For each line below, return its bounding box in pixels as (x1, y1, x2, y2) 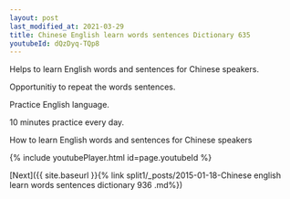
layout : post (9, 13, 59, 23)
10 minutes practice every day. (9, 117, 125, 128)
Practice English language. (9, 99, 109, 110)
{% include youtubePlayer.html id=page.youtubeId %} (9, 152, 212, 163)
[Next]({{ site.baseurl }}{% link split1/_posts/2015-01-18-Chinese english (9, 170, 281, 181)
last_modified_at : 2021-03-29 (9, 22, 125, 31)
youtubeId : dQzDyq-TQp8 (9, 38, 100, 48)
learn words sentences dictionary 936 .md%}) (9, 180, 183, 191)
